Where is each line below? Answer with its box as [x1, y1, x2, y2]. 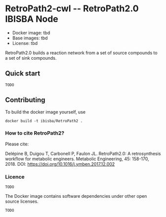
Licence [5, 173, 25, 180]
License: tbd [12, 40, 38, 46]
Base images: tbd [12, 35, 48, 41]
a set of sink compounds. [5, 55, 57, 61]
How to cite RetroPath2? [5, 130, 65, 137]
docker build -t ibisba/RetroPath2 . [5, 118, 83, 123]
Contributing [5, 96, 45, 104]
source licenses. [5, 198, 39, 205]
